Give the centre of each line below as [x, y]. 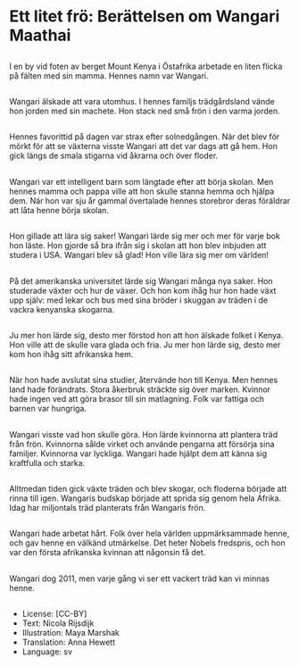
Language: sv [47, 652]
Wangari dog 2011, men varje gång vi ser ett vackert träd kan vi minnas [140, 579]
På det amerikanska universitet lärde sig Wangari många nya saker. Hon [141, 281]
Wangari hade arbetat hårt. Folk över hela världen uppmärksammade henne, [149, 534]
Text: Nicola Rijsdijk [58, 623]
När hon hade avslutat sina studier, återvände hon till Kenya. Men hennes [144, 380]
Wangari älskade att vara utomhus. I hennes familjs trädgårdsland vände [142, 101]
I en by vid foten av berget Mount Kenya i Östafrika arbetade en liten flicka [146, 66]
